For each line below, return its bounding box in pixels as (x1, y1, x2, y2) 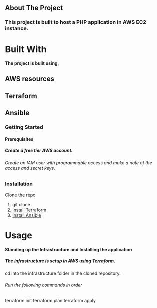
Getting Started (5, 124, 43, 131)
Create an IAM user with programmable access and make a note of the (5, 159, 152, 166)
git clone (12, 201, 31, 207)
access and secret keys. (5, 165, 56, 171)
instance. (5, 25, 29, 32)
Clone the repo (5, 192, 36, 198)
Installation (5, 180, 33, 187)
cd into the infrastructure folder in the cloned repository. (5, 270, 121, 276)
